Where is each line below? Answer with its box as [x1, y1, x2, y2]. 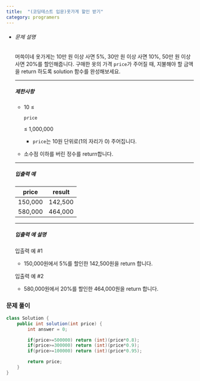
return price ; [27, 359, 62, 365]
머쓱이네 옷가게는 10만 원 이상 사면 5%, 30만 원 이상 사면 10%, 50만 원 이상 [14, 53, 191, 60]
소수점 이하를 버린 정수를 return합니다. [23, 150, 114, 158]
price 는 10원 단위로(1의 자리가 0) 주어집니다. [32, 137, 137, 144]
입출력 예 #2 [14, 272, 44, 279]
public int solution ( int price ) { [17, 320, 102, 327]
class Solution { [6, 315, 49, 321]
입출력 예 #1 [14, 247, 43, 254]
